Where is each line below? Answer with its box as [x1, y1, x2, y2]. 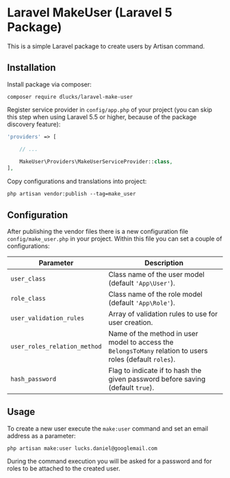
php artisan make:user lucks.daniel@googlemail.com [7, 444, 157, 452]
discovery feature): [7, 120, 61, 128]
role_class [10, 294, 46, 302]
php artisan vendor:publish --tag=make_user [7, 191, 136, 198]
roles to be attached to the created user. [7, 464, 120, 473]
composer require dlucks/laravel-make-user [7, 93, 133, 100]
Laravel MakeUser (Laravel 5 [7, 5, 172, 21]
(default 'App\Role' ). [108, 298, 176, 307]
